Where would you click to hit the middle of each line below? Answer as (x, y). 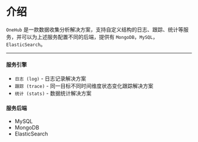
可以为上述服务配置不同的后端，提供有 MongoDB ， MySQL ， (90, 37)
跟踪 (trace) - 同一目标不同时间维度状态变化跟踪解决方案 (84, 86)
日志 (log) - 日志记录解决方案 (50, 79)
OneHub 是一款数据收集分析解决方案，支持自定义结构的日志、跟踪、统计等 (95, 29)
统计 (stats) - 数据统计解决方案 (53, 93)
